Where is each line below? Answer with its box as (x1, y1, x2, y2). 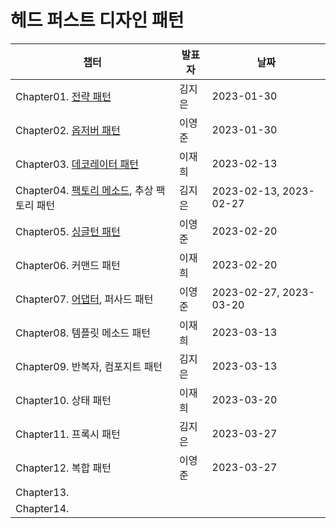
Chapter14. (15, 501, 70, 515)
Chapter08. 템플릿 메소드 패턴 (15, 326, 152, 340)
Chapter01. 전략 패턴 (15, 89, 112, 103)
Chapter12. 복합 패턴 (15, 461, 112, 475)
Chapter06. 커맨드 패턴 (15, 258, 121, 272)
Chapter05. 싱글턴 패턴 (15, 224, 121, 238)
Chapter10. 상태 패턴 (15, 393, 112, 407)
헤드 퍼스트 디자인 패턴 (10, 9, 185, 32)
